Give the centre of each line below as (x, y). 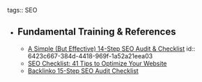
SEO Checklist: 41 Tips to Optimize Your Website (97, 63)
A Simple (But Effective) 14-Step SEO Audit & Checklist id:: (111, 49)
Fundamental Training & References (96, 32)
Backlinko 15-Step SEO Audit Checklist (83, 71)
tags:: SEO (22, 10)
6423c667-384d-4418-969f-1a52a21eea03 (90, 56)
